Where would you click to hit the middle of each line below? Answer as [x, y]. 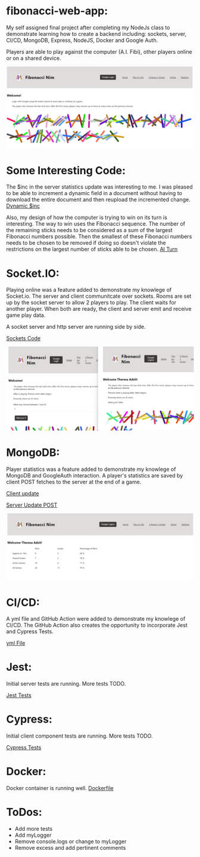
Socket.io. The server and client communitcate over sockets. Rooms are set [99, 296]
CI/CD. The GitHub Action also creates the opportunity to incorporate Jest [97, 625]
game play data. [26, 315]
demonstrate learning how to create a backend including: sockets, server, [96, 33]
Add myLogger [33, 835]
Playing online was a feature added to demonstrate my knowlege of [89, 290]
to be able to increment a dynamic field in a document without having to [94, 193]
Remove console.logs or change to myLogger [71, 841]
